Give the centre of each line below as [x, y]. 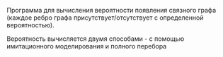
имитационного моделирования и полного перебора [87, 46]
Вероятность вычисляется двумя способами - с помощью [96, 39]
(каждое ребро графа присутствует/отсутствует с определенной [105, 18]
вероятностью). [30, 25]
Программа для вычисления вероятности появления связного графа [111, 10]
